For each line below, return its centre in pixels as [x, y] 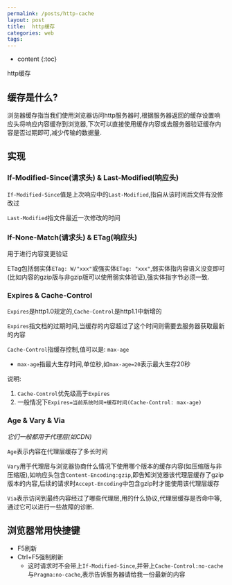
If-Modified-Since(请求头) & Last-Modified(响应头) [93, 178]
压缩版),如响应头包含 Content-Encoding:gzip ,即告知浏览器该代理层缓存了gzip [115, 474]
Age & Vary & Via [36, 421]
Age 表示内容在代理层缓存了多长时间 [57, 451]
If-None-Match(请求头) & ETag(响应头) [72, 237]
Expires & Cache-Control [50, 295]
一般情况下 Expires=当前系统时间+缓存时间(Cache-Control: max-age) [109, 402]
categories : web [30, 33]
